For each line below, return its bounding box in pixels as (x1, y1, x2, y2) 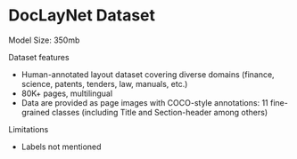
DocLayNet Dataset (8, 5, 156, 26)
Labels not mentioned (21, 141, 102, 152)
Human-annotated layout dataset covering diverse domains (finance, (21, 68, 275, 80)
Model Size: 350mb (8, 35, 80, 45)
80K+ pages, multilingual (21, 88, 113, 99)
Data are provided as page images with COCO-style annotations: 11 (21, 97, 268, 107)
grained (21, 107, 50, 117)
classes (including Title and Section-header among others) (51, 107, 268, 117)
